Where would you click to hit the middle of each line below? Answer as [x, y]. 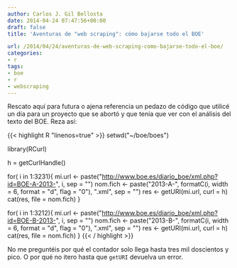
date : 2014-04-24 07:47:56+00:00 [57, 21]
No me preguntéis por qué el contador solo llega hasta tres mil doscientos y [118, 250]
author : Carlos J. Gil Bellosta [55, 14]
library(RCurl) [27, 149]
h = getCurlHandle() [37, 163]
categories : [25, 53]
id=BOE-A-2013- [32, 184]
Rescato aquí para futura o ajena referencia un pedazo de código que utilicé [118, 107]
